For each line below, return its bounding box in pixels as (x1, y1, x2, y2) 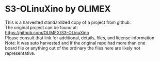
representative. (5, 50, 35, 56)
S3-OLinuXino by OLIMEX (5, 3, 111, 15)
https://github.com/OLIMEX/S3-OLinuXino (5, 30, 90, 35)
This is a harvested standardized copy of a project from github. (5, 19, 131, 25)
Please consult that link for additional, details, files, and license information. (5, 35, 156, 41)
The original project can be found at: (5, 24, 78, 30)
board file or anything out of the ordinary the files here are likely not (5, 45, 141, 51)
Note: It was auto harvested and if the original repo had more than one (5, 40, 145, 46)
